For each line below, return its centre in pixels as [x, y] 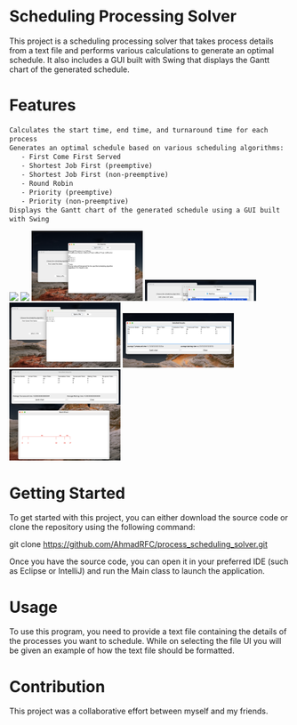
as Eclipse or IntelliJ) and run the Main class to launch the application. [137, 571]
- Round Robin [47, 183]
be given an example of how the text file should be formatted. [122, 650]
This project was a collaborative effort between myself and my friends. [139, 711]
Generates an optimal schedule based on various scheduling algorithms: [147, 148]
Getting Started [68, 493]
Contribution [57, 686]
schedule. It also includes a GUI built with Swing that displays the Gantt [140, 60]
